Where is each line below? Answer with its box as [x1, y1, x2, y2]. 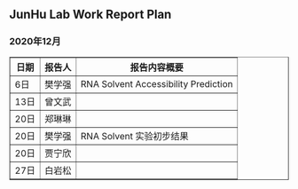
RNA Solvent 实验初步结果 [80, 130, 189, 142]
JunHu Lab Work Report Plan [9, 7, 172, 22]
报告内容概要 [129, 61, 184, 74]
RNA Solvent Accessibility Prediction [80, 77, 233, 90]
